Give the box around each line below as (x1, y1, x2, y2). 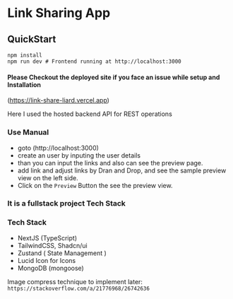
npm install (7, 52, 42, 59)
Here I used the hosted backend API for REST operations (7, 110, 173, 118)
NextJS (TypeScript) (17, 233, 78, 242)
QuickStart (7, 33, 56, 45)
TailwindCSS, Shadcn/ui (17, 241, 88, 250)
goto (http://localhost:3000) (17, 143, 99, 152)
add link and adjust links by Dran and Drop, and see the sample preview (17, 166, 227, 175)
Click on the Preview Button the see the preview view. (17, 181, 173, 189)
